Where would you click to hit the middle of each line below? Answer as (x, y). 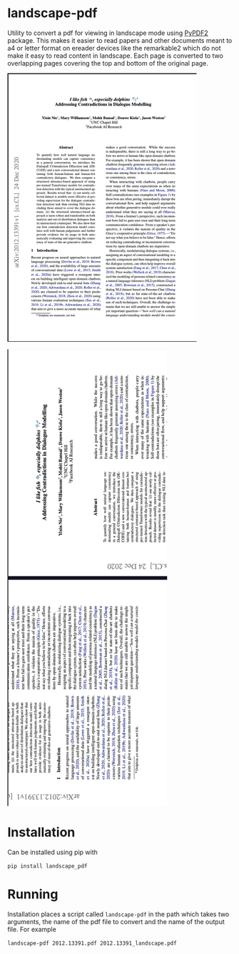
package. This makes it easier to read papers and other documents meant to (120, 40)
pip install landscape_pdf (47, 866)
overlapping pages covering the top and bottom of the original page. (108, 63)
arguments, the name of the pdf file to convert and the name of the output (116, 921)
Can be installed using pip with (53, 852)
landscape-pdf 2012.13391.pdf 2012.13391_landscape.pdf (92, 943)
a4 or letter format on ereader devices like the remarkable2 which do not (114, 48)
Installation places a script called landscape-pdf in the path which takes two (118, 914)
